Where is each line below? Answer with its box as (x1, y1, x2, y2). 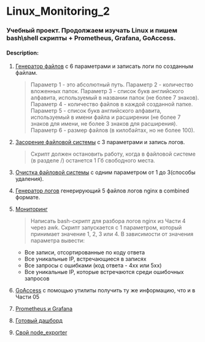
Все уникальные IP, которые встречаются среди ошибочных (24, 268, 184, 276)
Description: (6, 49, 39, 56)
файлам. (15, 69, 38, 77)
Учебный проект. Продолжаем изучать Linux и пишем (6, 26, 178, 35)
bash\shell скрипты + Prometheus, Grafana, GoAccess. (6, 34, 176, 42)
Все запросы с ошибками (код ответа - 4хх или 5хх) (24, 262, 162, 269)
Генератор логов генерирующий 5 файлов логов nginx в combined (15, 187, 189, 194)
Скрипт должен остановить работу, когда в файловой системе (30, 150, 196, 158)
